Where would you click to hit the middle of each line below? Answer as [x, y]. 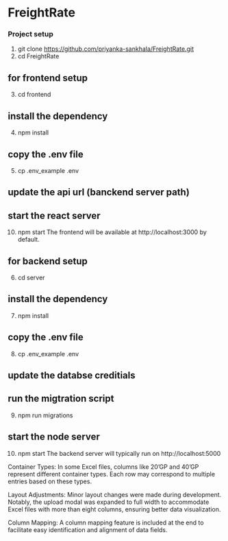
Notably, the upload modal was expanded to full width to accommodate [109, 502]
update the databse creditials [72, 375]
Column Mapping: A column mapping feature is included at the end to [106, 522]
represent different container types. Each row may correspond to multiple [111, 474]
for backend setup [48, 261]
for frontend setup [48, 78]
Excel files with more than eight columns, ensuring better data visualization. [114, 509]
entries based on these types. [50, 481]
